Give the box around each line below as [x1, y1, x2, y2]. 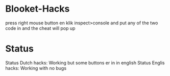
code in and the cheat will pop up [5, 25, 76, 31]
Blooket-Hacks [5, 3, 70, 15]
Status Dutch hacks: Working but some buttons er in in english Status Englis [5, 59, 165, 66]
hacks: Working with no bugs [5, 65, 67, 71]
